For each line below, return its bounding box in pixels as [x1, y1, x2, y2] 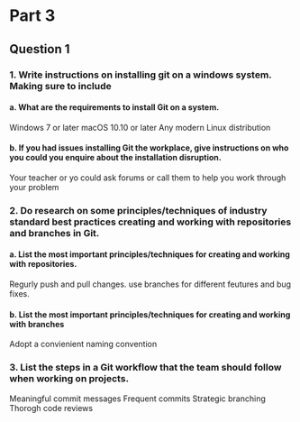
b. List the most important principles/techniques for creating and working [9, 308, 291, 320]
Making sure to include [9, 79, 112, 92]
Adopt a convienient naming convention [9, 339, 158, 350]
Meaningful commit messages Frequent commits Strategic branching [9, 393, 266, 404]
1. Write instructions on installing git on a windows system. [9, 69, 272, 81]
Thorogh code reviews [9, 402, 93, 413]
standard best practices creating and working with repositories [9, 216, 292, 228]
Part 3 [9, 5, 56, 26]
